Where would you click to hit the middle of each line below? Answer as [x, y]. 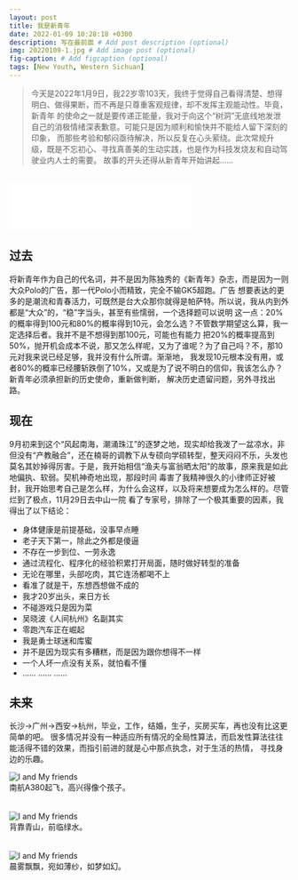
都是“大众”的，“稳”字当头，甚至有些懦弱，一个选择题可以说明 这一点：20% [146, 312]
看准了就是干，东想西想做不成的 [80, 585]
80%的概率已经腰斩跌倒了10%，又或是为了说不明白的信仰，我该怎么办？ [150, 368]
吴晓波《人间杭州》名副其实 [73, 618]
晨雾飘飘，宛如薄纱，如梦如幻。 [67, 867]
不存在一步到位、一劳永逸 [69, 551]
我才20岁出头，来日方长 [66, 596]
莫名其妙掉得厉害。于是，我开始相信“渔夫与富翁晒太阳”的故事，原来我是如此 [149, 466]
